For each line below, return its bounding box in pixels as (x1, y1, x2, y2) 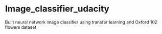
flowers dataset (5, 24, 37, 30)
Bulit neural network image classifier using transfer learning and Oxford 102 (5, 19, 158, 25)
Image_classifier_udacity (5, 3, 110, 14)
